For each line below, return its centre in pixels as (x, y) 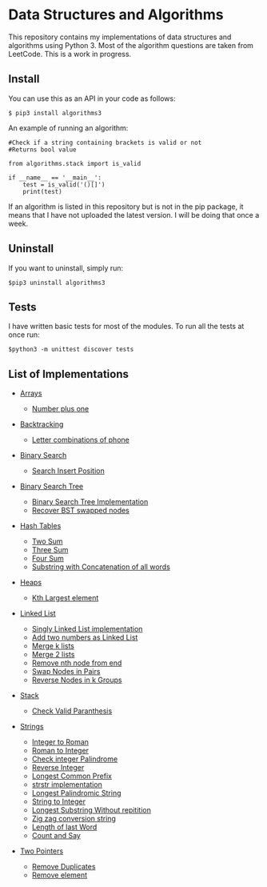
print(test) (42, 191)
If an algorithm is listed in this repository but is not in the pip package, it (126, 207)
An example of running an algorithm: (68, 128)
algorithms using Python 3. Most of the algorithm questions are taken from (131, 45)
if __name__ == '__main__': (55, 178)
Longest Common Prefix (72, 776)
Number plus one (60, 409)
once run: (24, 335)
